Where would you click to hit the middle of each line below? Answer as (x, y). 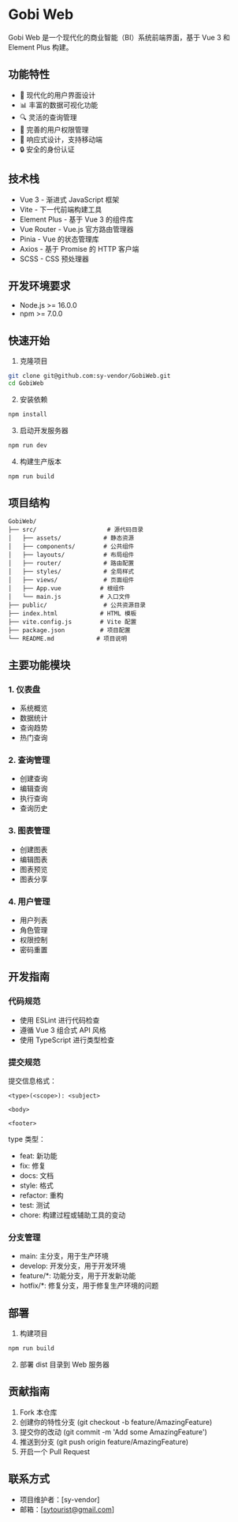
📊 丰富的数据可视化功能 (59, 105)
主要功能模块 (39, 665)
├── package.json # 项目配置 (70, 630)
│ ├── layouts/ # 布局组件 (71, 555)
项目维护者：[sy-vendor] (59, 1499)
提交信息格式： (32, 1081)
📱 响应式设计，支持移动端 (61, 139)
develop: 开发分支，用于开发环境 (73, 1266)
